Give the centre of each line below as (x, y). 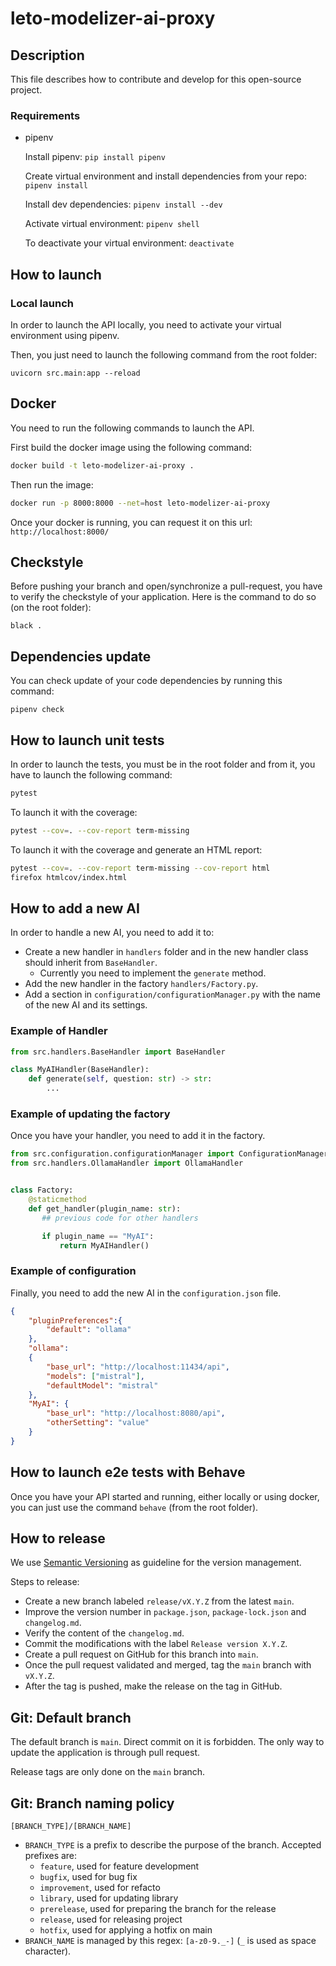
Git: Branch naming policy (92, 1803)
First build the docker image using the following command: (131, 447)
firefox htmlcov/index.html (69, 877)
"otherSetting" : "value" (98, 1423)
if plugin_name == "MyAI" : (98, 1236)
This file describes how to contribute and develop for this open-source (156, 79)
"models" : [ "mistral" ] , (95, 1376)
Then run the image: (52, 484)
